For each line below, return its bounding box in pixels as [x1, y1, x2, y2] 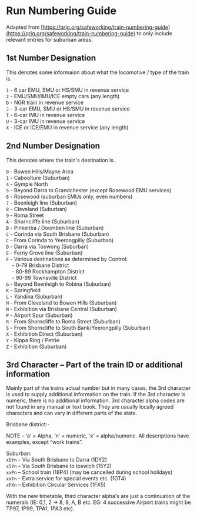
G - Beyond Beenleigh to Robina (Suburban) [6, 280, 112, 288]
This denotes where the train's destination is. [6, 156, 115, 163]
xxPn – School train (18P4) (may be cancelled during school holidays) [6, 469, 173, 476]
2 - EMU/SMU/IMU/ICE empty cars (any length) [6, 92, 120, 99]
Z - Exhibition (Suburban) [6, 343, 67, 350]
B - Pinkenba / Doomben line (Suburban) [6, 224, 104, 231]
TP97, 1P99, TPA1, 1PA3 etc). [6, 505, 75, 512]
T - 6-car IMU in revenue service [6, 111, 85, 118]
